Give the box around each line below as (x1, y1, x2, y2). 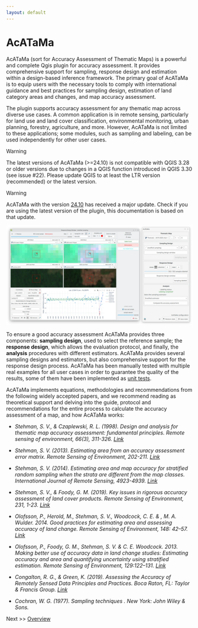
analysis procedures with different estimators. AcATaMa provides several (6, 350, 185, 357)
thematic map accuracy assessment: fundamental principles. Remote (14, 429, 185, 436)
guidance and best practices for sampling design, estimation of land (6, 86, 172, 94)
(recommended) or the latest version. (6, 178, 97, 185)
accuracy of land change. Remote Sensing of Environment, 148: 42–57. (14, 526, 188, 533)
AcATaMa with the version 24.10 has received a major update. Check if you (6, 201, 188, 208)
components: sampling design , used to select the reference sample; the (6, 337, 183, 344)
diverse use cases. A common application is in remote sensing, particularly (6, 111, 189, 118)
